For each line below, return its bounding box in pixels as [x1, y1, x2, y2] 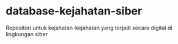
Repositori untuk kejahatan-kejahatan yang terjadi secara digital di [6, 24, 172, 31]
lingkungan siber [6, 30, 48, 37]
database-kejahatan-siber [6, 4, 143, 18]
